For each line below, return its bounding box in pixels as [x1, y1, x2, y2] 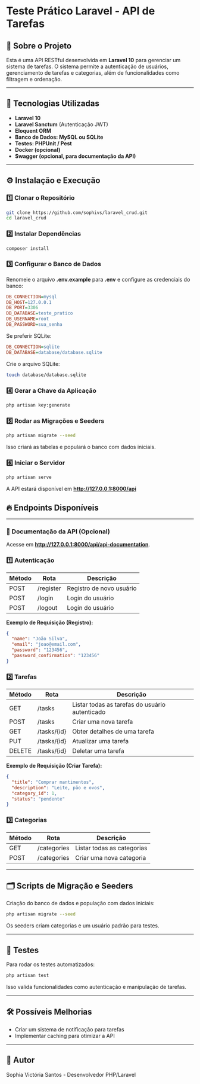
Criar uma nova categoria [75, 853, 146, 862]
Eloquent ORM [14, 127, 52, 134]
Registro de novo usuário [67, 584, 137, 593]
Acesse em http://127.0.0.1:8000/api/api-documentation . [6, 541, 151, 548]
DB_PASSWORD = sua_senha [6, 322, 62, 328]
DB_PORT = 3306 [6, 305, 39, 311]
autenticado [72, 708, 106, 716]
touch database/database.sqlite [6, 372, 86, 378]
